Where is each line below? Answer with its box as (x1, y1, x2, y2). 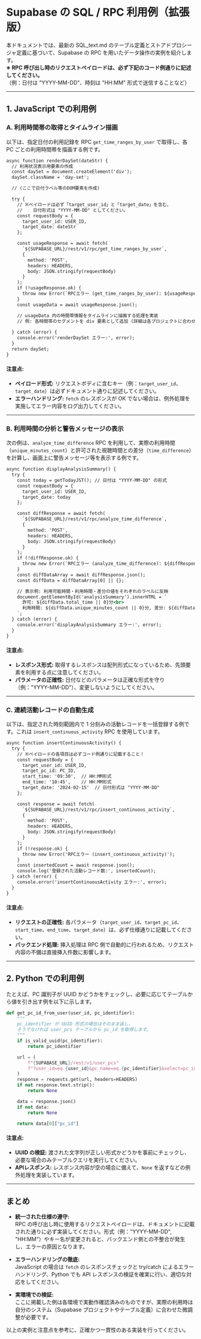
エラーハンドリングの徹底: (14, 1256, 80, 1263)
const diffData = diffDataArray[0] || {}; (17, 577, 124, 583)
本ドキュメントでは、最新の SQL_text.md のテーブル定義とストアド (6, 41, 172, 49)
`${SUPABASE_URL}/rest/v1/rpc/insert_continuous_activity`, (22, 807, 175, 813)
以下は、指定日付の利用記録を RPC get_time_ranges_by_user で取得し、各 (6, 138, 188, 145)
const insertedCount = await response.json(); (17, 862, 135, 868)
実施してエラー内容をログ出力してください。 (14, 402, 125, 409)
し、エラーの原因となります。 (14, 1243, 88, 1250)
